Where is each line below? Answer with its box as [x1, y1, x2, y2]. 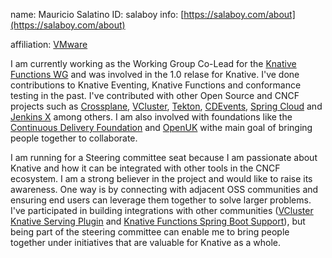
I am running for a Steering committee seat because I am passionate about [10, 152, 318, 163]
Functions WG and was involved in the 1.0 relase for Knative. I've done [10, 69, 300, 80]
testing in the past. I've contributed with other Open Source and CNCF [10, 90, 300, 101]
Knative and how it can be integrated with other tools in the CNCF [10, 162, 281, 174]
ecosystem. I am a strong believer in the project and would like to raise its [10, 173, 313, 184]
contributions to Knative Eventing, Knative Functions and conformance [10, 79, 302, 91]
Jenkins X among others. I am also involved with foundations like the [10, 111, 293, 123]
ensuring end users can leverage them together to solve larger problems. [10, 194, 312, 206]
